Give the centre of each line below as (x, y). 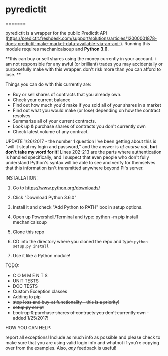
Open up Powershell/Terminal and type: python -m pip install (75, 217)
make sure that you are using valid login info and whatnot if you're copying (82, 342)
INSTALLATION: (22, 177)
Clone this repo (28, 232)
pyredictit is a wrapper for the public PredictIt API (56, 33)
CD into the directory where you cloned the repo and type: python (80, 241)
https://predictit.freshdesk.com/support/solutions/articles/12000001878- (82, 38)
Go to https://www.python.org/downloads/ (56, 188)
